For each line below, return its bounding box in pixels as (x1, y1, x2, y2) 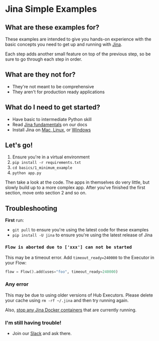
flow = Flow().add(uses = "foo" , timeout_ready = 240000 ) (5, 269, 119, 274)
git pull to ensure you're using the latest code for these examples (12, 227, 149, 233)
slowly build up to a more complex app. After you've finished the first (5, 185, 146, 190)
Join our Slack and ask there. (12, 331, 72, 337)
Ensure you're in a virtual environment (12, 154, 90, 160)
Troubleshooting (5, 204, 58, 213)
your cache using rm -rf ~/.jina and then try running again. (5, 297, 129, 303)
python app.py (12, 171, 41, 176)
